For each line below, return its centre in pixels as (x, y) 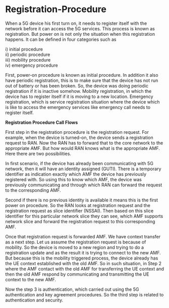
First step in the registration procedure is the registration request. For (77, 132)
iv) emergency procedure (32, 65)
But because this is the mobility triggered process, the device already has (82, 258)
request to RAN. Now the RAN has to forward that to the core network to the (84, 143)
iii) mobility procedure (28, 60)
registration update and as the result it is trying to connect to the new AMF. (83, 252)
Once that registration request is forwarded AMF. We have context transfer (83, 236)
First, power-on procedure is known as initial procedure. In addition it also (82, 75)
